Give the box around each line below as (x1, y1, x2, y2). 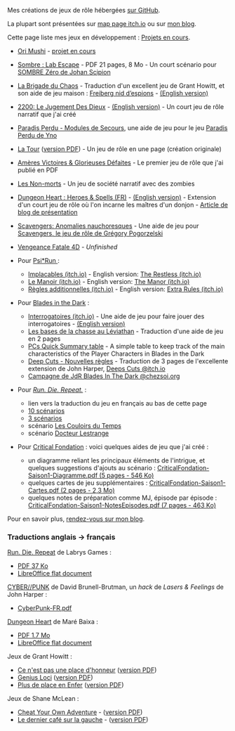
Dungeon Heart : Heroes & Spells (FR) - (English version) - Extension (17, 193, 216, 201)
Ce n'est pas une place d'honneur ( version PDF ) (17, 666, 157, 674)
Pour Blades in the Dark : (17, 299, 90, 306)
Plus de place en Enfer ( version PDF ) (17, 681, 124, 690)
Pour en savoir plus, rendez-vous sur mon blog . (7, 515, 145, 523)
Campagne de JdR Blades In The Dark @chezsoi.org (27, 372, 180, 380)
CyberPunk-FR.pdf (17, 604, 72, 612)
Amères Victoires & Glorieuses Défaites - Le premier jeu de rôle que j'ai (17, 158, 224, 167)
